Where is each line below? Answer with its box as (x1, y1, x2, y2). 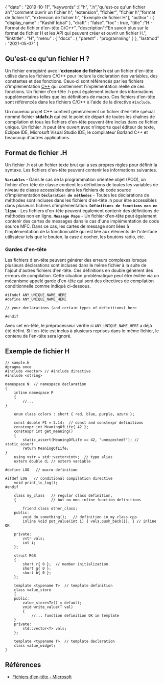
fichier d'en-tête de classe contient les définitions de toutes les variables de (5, 181, 158, 188)
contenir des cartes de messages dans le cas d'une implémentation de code (5, 218, 160, 224)
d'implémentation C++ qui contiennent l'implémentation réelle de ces (5, 83, 145, 89)
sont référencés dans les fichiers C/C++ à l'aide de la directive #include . (5, 99, 151, 105)
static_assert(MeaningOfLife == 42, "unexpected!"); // (23, 437, 139, 442)
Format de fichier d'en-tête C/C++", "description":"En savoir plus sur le (5, 25, 149, 31)
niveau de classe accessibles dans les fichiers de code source (5, 187, 131, 193)
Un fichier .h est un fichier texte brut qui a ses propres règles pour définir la (5, 162, 158, 168)
